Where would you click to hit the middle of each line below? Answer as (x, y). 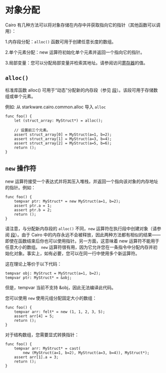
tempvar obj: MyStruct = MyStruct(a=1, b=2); (53, 273)
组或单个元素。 (20, 96)
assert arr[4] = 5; (34, 316)
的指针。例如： (20, 187)
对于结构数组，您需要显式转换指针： (42, 335)
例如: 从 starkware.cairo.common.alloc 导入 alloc (55, 107)
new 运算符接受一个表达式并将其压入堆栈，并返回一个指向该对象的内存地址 (82, 181)
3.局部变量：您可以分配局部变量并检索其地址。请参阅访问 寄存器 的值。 (77, 63)
